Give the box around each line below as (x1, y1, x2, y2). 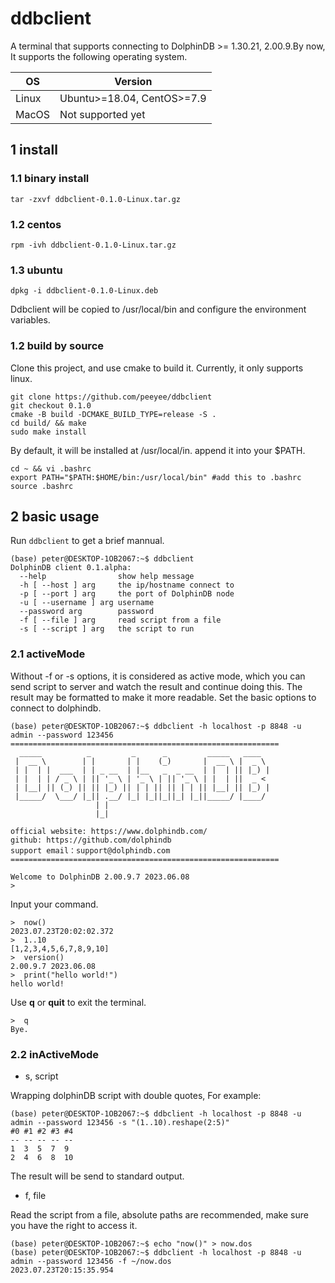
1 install (10, 142, 58, 159)
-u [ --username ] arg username (19, 598, 155, 608)
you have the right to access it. (10, 1219, 138, 1231)
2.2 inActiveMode (10, 1047, 100, 1061)
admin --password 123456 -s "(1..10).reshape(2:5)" (10, 1117, 230, 1127)
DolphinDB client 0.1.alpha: (10, 563, 132, 573)
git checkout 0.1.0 (10, 400, 92, 411)
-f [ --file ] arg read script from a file (19, 615, 222, 626)
